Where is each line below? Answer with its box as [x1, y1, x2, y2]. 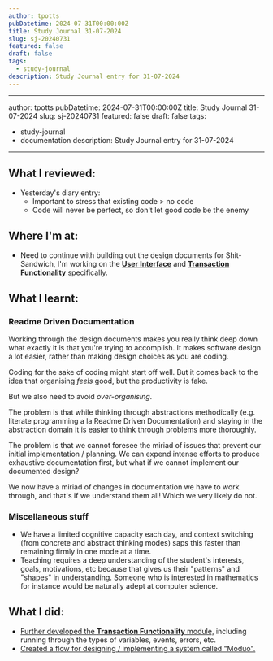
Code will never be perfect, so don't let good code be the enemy [32, 205, 249, 215]
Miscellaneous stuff [8, 511, 89, 522]
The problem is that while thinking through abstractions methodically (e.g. [8, 407, 256, 417]
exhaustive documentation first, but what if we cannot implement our [8, 457, 240, 467]
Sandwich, [19, 259, 56, 269]
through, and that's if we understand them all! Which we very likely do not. [8, 490, 258, 500]
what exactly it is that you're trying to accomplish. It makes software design [8, 342, 262, 352]
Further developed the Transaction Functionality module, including [19, 627, 247, 637]
